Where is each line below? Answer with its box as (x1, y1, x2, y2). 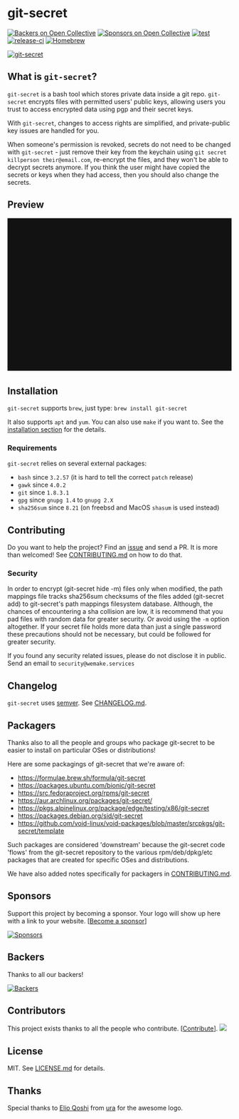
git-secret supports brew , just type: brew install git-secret (7, 403, 188, 412)
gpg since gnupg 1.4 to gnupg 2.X (17, 496, 114, 505)
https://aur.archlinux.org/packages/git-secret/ (17, 796, 153, 804)
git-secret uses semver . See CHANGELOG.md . (7, 699, 147, 707)
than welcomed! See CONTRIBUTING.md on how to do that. (7, 551, 183, 559)
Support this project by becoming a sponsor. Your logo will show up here (7, 908, 221, 918)
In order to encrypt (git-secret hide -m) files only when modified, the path (7, 584, 223, 593)
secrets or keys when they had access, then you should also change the (7, 170, 219, 179)
